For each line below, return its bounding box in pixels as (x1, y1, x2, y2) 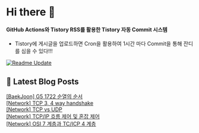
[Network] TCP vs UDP (6, 106, 62, 113)
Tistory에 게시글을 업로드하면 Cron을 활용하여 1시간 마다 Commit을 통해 (14, 40, 182, 47)
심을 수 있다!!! (21, 47, 53, 55)
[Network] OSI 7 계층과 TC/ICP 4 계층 (6, 121, 96, 128)
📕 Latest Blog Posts (6, 76, 79, 86)
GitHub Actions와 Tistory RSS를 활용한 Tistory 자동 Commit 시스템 (6, 26, 168, 33)
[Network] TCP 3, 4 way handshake (6, 100, 94, 107)
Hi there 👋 (6, 5, 55, 19)
